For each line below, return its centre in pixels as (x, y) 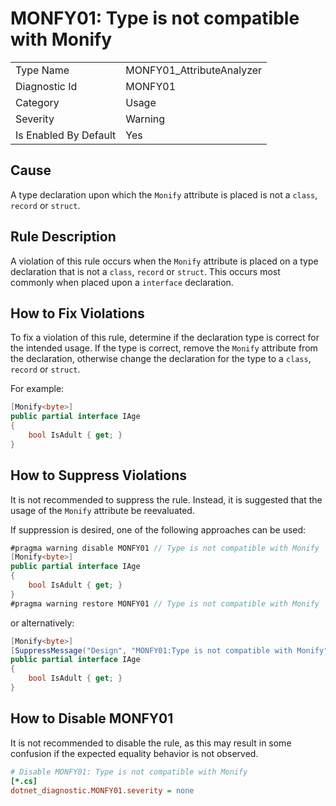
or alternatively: (42, 623)
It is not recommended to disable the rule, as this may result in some (151, 743)
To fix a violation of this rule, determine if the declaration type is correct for (165, 338)
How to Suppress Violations (99, 475)
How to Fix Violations (77, 313)
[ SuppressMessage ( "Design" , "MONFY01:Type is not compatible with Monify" (169, 650)
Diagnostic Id (46, 86)
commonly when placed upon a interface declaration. (122, 282)
